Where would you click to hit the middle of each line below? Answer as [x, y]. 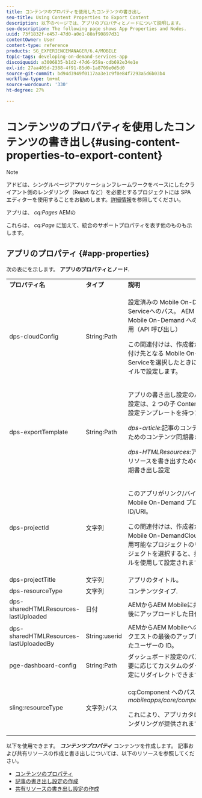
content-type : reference [37, 46]
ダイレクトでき [167, 675]
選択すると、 [176, 553]
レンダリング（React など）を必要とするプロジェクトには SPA [114, 192]
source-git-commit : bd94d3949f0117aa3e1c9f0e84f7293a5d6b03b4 [86, 73]
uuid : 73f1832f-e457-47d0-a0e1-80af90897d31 [63, 34]
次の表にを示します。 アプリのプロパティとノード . [68, 269]
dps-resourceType [36, 591]
